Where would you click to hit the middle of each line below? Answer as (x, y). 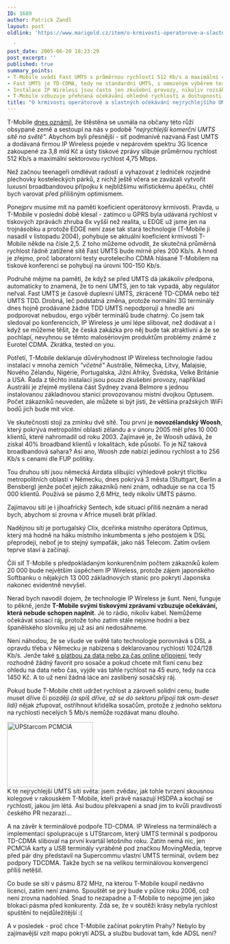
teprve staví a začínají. (39, 550)
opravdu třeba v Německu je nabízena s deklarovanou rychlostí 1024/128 (110, 648)
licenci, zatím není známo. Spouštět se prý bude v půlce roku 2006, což (108, 891)
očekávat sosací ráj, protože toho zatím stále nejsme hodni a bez (99, 620)
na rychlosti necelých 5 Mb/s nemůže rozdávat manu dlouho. (93, 712)
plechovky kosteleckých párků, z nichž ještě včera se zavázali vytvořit (106, 179)
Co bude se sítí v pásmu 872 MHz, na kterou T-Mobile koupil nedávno (105, 883)
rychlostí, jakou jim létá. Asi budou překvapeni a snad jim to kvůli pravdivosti (115, 806)
